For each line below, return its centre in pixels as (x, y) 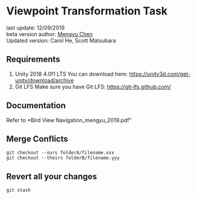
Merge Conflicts (37, 139)
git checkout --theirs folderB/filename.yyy (63, 158)
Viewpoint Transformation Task (87, 11)
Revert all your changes (52, 176)
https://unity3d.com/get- (160, 74)
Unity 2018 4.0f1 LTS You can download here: (71, 74)
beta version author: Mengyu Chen (49, 34)
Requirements (33, 59)
